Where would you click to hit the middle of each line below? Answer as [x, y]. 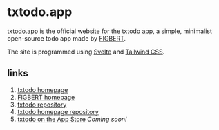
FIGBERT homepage [46, 97]
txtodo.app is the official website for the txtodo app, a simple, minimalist [110, 31]
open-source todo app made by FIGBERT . [67, 38]
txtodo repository [42, 105]
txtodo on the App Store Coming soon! [72, 119]
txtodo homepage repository [58, 111]
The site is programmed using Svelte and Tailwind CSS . [86, 52]
